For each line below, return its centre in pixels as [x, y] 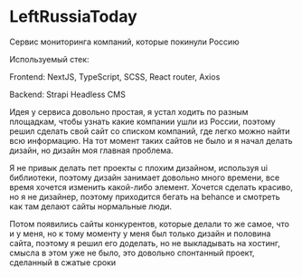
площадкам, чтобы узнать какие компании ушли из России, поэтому [142, 121]
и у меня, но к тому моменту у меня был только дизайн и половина [140, 234]
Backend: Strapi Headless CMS [68, 94]
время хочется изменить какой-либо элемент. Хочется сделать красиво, [151, 186]
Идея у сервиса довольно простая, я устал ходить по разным [129, 111]
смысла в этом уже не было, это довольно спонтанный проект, [132, 253]
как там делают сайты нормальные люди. [91, 206]
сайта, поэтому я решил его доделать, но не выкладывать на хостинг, [145, 243]
